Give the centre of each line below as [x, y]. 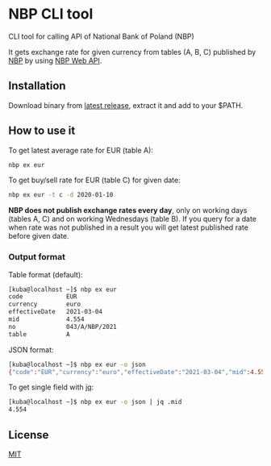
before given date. [39, 236]
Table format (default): [46, 274]
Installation [37, 86]
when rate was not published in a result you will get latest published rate [128, 227]
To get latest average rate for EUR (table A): [81, 150]
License [29, 435]
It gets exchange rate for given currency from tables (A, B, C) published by [132, 52]
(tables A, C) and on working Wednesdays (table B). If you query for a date [132, 219]
